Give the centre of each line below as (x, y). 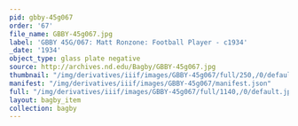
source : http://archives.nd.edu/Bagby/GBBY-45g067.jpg (113, 67)
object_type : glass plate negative (75, 59)
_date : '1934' (35, 51)
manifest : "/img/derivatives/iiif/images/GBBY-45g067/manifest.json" (141, 83)
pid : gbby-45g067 (41, 17)
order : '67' (31, 26)
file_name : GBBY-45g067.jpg (61, 34)
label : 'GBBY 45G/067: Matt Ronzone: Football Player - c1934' (129, 42)
